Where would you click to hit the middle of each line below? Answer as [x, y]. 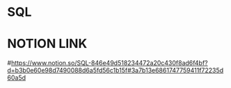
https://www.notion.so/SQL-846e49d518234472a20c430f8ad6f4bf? [110, 63]
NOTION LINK [47, 44]
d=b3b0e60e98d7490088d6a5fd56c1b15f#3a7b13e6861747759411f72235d [115, 71]
